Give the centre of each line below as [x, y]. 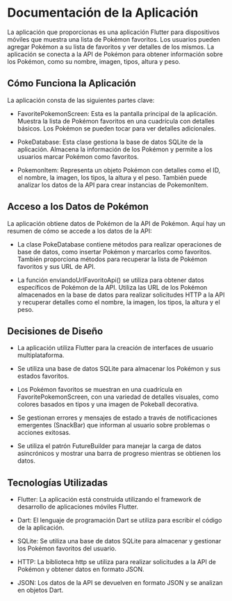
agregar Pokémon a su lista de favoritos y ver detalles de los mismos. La [111, 47]
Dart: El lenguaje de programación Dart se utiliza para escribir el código [119, 520]
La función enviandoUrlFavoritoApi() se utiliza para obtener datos [111, 280]
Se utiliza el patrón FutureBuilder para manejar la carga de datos [109, 446]
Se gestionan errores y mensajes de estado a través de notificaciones [117, 418]
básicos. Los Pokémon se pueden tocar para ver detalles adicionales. [117, 128]
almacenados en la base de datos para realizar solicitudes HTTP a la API [121, 295]
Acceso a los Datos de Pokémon [78, 207]
